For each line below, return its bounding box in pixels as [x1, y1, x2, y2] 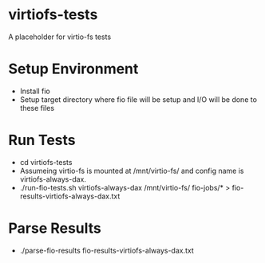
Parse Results [8, 219, 102, 237]
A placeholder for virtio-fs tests [8, 32, 112, 41]
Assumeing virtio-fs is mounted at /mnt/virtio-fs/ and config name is [19, 166, 244, 175]
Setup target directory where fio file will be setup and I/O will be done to [19, 94, 258, 104]
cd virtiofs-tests [19, 157, 73, 167]
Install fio [19, 86, 50, 96]
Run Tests [8, 131, 76, 149]
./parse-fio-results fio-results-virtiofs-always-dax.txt [19, 245, 194, 255]
